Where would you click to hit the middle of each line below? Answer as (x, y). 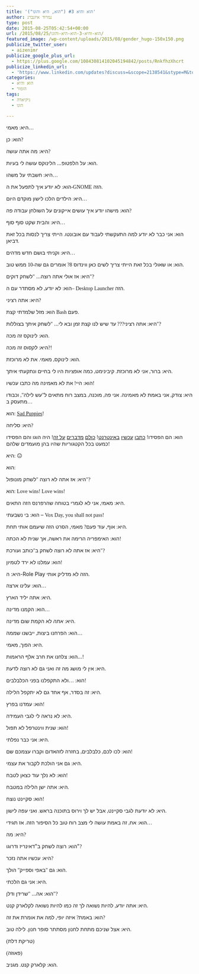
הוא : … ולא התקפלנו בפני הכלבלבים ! (46, 680)
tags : (13, 94)
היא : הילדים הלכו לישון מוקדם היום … (47, 198)
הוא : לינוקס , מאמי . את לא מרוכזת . (43, 359)
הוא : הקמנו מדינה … (28, 609)
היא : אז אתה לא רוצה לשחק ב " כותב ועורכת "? (56, 550)
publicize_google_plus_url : (41, 56)
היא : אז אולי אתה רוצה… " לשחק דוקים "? (50, 276)
